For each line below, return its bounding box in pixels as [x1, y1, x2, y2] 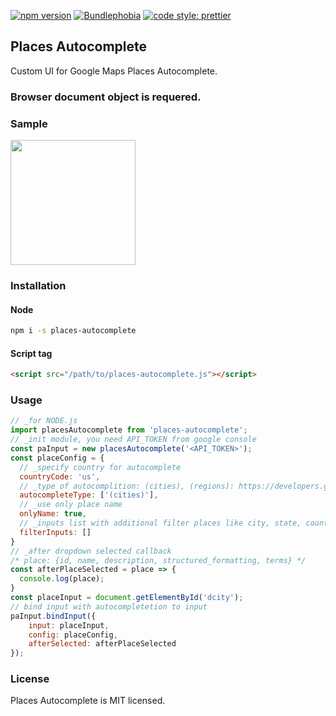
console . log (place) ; [19, 574, 105, 584]
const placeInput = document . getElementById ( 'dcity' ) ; [10, 593, 244, 603]
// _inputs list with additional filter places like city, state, [19, 518, 302, 529]
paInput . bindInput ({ [10, 611, 97, 621]
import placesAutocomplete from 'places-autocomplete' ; [10, 425, 248, 435]
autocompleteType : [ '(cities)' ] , [19, 490, 159, 500]
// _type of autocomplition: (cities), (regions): [19, 481, 235, 491]
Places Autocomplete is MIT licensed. [10, 695, 166, 707]
